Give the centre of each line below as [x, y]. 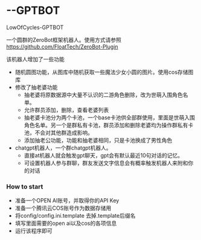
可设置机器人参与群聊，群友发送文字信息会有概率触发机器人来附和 [106, 163]
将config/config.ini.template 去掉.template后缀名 [75, 216]
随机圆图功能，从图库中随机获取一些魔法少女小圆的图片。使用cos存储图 [104, 72]
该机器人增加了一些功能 [35, 59]
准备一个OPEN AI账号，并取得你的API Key [67, 201]
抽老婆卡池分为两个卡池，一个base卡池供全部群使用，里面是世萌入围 [109, 117]
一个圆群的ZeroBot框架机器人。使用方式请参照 [64, 39]
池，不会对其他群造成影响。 [59, 132]
